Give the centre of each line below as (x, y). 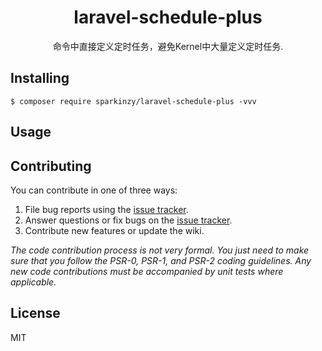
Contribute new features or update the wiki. (114, 230)
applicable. (33, 282)
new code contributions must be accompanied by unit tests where (147, 271)
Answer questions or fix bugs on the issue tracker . (128, 220)
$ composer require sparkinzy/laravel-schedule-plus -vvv (133, 101)
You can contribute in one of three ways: (94, 190)
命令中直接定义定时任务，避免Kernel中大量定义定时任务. (168, 46)
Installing (40, 78)
